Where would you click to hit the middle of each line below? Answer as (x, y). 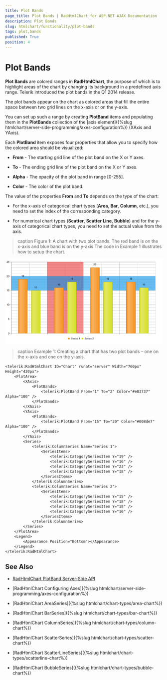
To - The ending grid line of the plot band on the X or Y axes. (75, 167)
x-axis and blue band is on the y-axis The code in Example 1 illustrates (89, 246)
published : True (22, 37)
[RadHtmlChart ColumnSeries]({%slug (52, 623)
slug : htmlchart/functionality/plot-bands (50, 26)
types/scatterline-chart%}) (40, 658)
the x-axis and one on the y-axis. (51, 356)
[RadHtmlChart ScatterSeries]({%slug (51, 638)
